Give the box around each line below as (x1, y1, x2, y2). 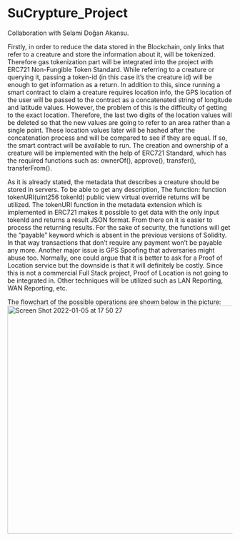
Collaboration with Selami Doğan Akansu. (7, 29, 129, 37)
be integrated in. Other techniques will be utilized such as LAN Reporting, (7, 276, 224, 285)
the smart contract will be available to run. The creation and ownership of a (7, 141, 229, 149)
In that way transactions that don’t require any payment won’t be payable (7, 238, 223, 247)
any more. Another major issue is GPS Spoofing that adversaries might (7, 246, 215, 254)
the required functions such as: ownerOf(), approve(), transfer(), (7, 156, 196, 165)
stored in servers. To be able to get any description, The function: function (7, 185, 226, 193)
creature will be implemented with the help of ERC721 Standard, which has (7, 148, 226, 157)
